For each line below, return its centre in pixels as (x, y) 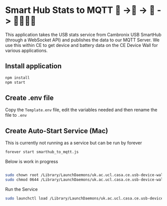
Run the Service (22, 189)
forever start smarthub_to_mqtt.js (42, 152)
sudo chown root (22, 175)
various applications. (27, 50)
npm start (15, 82)
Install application (34, 66)
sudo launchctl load (27, 198)
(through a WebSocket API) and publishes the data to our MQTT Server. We (83, 40)
